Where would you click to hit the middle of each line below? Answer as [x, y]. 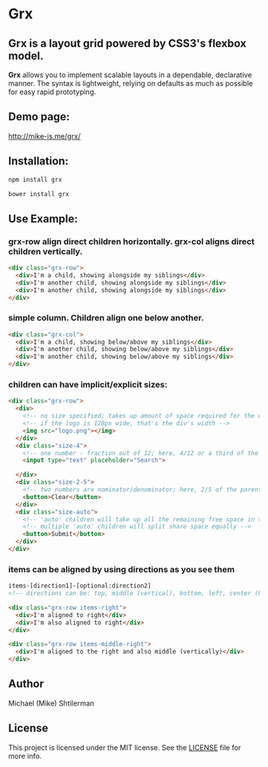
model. [26, 55]
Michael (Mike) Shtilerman [51, 703]
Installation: [39, 161]
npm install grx [35, 179]
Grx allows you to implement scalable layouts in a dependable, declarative [130, 75]
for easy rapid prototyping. [52, 92]
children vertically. [45, 251]
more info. [25, 756]
